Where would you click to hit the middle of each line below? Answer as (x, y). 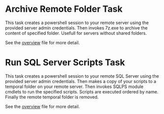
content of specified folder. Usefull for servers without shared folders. (76, 33)
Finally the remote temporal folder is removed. (52, 97)
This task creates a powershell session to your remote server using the (77, 23)
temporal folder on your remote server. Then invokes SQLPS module (74, 86)
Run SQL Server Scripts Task (65, 63)
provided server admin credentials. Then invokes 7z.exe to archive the (76, 28)
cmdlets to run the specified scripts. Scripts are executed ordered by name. (82, 91)
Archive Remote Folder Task (64, 9)
